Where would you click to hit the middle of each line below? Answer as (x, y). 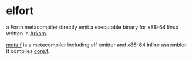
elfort (20, 11)
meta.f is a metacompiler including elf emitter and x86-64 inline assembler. (97, 45)
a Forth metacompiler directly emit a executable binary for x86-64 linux (92, 27)
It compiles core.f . (28, 51)
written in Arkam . (27, 33)
